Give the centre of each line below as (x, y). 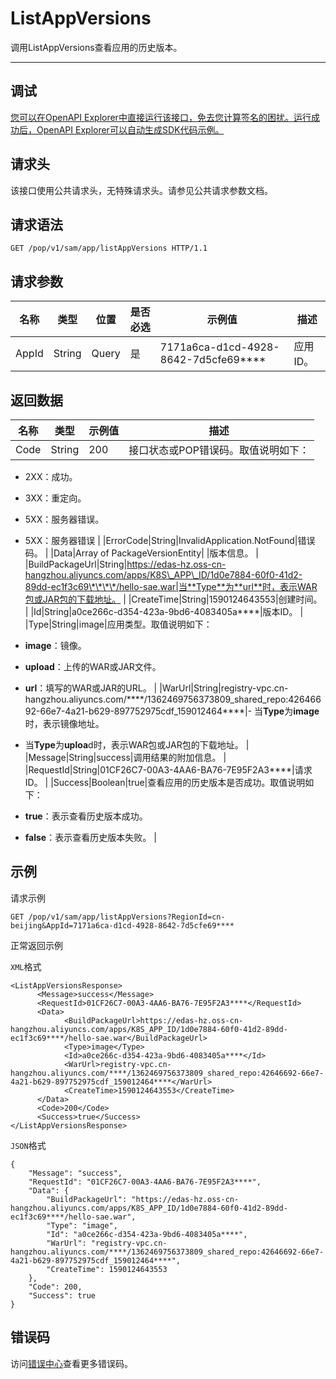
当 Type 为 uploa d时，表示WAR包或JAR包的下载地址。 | (137, 745)
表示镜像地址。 (73, 723)
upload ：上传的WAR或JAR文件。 (93, 666)
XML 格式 (26, 966)
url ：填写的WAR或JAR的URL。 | (91, 688)
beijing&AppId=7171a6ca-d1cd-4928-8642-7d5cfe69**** (122, 925)
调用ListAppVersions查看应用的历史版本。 (96, 47)
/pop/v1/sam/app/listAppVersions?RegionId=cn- (127, 917)
